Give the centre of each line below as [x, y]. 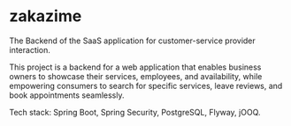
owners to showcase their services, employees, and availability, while [136, 76]
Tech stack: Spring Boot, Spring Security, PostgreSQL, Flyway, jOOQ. [135, 112]
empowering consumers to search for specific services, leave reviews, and [146, 85]
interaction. [30, 49]
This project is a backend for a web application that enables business [135, 67]
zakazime [46, 16]
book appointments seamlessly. [67, 95]
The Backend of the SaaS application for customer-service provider [133, 41]
